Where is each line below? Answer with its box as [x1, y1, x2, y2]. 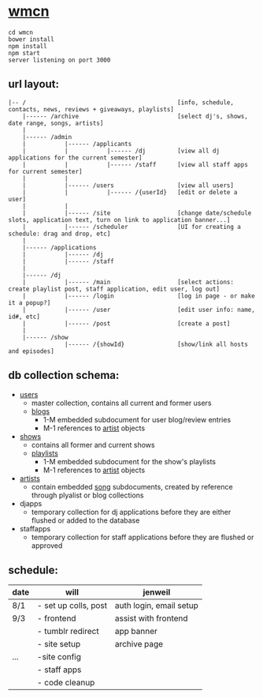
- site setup [36, 639, 81, 650]
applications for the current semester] [8, 153, 143, 162]
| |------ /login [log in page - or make [22, 291, 256, 300]
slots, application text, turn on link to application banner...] [8, 216, 231, 223]
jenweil [143, 587, 171, 598]
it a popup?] [8, 298, 51, 306]
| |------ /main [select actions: [22, 278, 235, 286]
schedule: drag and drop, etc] [8, 230, 111, 238]
